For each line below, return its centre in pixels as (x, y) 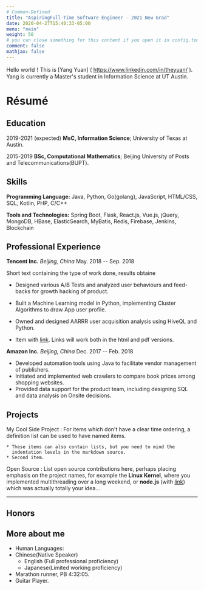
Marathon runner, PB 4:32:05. (52, 574)
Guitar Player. (32, 581)
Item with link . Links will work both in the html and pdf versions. (94, 340)
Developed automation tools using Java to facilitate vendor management (106, 363)
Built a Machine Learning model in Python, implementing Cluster (95, 303)
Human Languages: (39, 549)
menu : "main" (23, 29)
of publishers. (32, 370)
